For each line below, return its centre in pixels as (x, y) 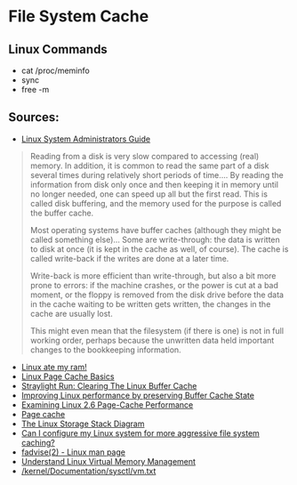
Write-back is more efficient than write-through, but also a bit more (153, 275)
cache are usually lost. (71, 313)
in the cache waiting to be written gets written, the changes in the (150, 303)
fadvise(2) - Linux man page (73, 452)
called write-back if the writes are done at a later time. (129, 258)
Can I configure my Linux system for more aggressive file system (140, 432)
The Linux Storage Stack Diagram (83, 424)
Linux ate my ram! (54, 367)
